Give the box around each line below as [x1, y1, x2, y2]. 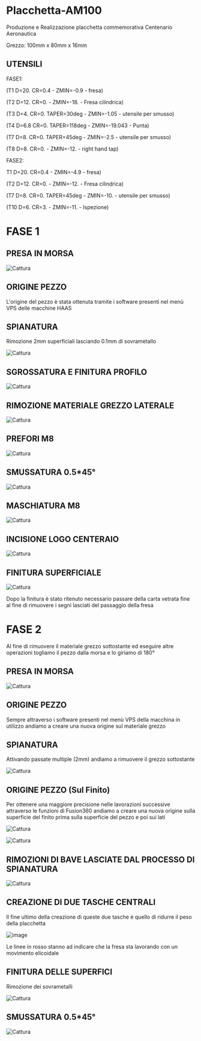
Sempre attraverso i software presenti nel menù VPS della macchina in [6, 716, 181, 723]
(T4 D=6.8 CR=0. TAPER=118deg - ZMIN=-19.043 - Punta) [6, 122, 149, 129]
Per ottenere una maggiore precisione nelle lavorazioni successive [6, 801, 171, 808]
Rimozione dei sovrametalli [6, 983, 73, 990]
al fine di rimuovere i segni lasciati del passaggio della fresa [6, 602, 154, 609]
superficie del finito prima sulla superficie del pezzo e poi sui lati [6, 814, 166, 821]
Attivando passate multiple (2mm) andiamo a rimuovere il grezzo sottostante [6, 755, 195, 763]
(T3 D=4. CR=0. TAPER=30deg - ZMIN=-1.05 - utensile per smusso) [6, 110, 175, 117]
